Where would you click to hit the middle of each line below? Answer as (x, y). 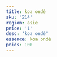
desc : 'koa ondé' (27, 34)
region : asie (22, 23)
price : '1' (19, 28)
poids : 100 (19, 45)
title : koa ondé (26, 12)
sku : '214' (19, 17)
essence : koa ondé (28, 39)
